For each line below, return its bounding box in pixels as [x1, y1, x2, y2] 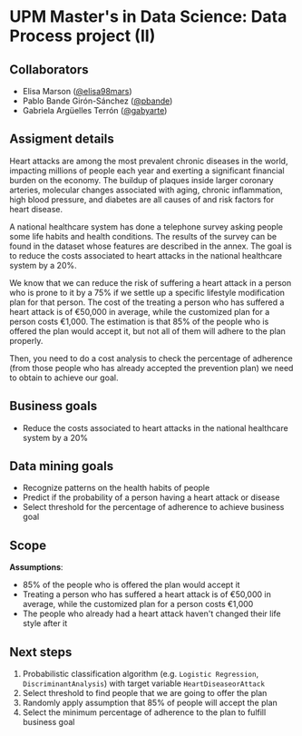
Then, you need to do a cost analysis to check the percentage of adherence [9, 352, 293, 364]
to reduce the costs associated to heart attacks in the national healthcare [9, 250, 283, 260]
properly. [9, 335, 44, 346]
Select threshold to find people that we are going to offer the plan [22, 688, 268, 699]
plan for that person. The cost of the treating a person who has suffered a [9, 297, 285, 308]
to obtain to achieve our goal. [9, 372, 120, 383]
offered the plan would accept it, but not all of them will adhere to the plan [9, 325, 286, 337]
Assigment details [9, 132, 115, 147]
